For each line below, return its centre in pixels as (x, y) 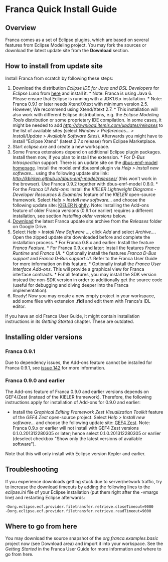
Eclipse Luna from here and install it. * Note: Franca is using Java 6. (82, 93)
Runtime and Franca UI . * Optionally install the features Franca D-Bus (84, 253)
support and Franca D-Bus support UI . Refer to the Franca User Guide (85, 258)
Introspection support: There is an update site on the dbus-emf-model (85, 162)
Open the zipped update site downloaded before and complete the (81, 237)
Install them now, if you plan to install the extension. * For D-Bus (78, 157)
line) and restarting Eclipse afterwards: (45, 497)
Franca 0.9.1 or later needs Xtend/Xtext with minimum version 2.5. (80, 104)
